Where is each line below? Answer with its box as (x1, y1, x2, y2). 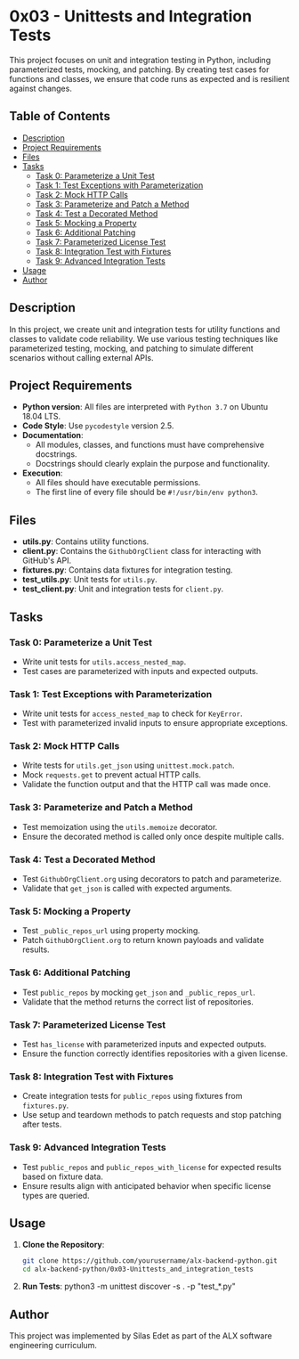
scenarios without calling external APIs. (9, 352, 154, 362)
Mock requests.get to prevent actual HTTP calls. (21, 769, 202, 780)
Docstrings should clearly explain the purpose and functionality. (35, 459, 271, 469)
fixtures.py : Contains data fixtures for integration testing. (21, 565, 233, 575)
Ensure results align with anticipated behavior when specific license (21, 1180, 271, 1191)
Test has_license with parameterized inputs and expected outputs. (21, 1038, 267, 1049)
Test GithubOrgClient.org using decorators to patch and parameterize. (21, 874, 282, 884)
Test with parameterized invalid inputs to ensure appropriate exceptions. (21, 718, 288, 728)
